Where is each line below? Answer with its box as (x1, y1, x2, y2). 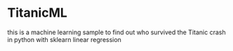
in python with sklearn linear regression (7, 35, 121, 43)
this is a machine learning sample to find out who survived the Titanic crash (7, 28, 226, 36)
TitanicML (7, 5, 68, 21)
